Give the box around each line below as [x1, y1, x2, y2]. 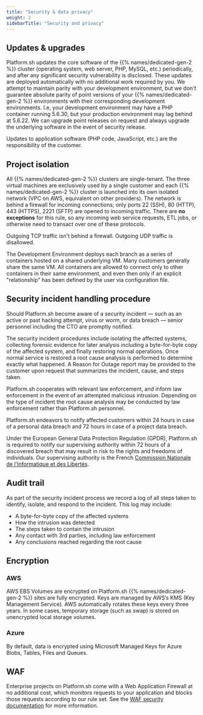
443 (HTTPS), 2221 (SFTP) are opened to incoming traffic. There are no [6, 208, 186, 214]
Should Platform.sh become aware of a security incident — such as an [6, 310, 182, 317]
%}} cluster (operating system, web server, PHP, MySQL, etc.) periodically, [6, 65, 193, 73]
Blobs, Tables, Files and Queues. [6, 649, 88, 656]
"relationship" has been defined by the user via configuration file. [6, 276, 170, 283]
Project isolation [6, 159, 70, 169]
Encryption [6, 556, 50, 566]
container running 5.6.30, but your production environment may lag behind [6, 111, 193, 118]
